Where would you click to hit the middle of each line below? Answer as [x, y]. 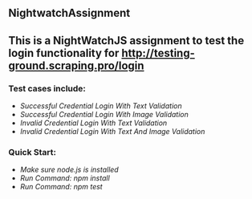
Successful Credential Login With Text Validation [101, 106]
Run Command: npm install [65, 178]
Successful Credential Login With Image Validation [104, 115]
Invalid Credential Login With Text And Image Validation [112, 132]
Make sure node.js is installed [69, 170]
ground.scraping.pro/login [76, 65]
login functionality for [64, 53]
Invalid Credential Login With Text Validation [93, 123]
